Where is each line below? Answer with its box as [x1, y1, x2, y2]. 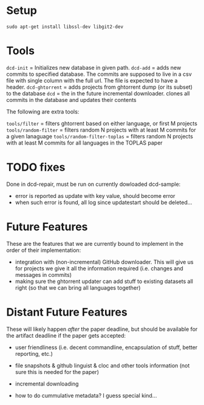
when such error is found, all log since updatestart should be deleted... [15, 199, 192, 206]
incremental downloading [15, 380, 79, 387]
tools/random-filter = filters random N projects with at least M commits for [6, 126, 196, 134]
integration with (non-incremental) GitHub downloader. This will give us [15, 258, 194, 265]
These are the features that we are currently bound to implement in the [6, 240, 184, 247]
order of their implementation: [6, 247, 81, 254]
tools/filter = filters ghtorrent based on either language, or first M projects [6, 120, 197, 127]
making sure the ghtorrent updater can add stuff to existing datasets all [15, 277, 193, 285]
